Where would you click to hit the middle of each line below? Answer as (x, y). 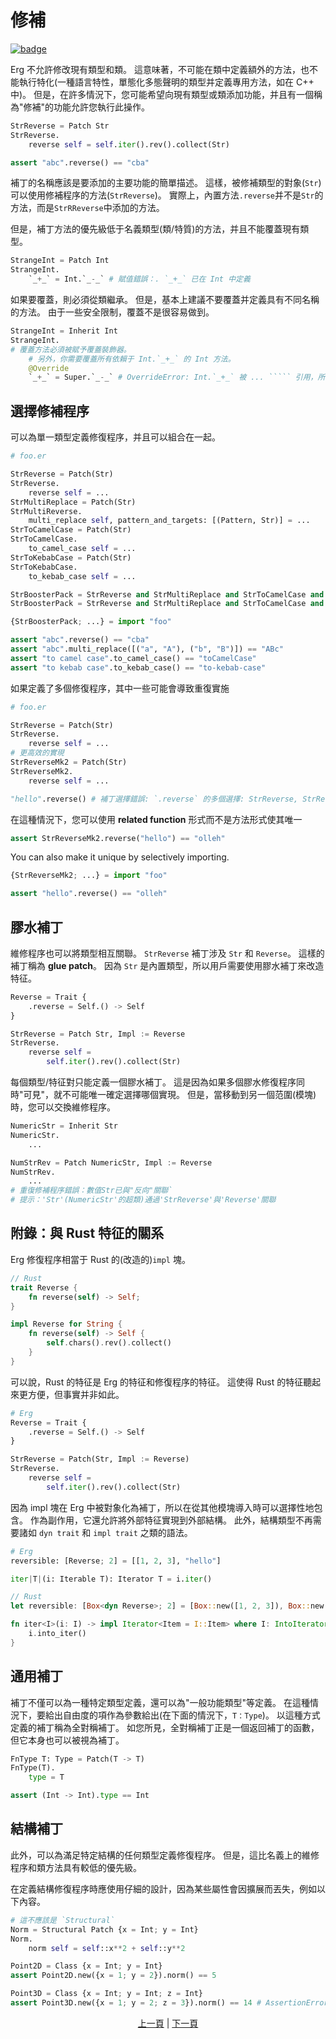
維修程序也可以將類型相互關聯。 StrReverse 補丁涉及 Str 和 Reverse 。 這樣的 (167, 953)
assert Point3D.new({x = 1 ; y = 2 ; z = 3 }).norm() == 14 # (136, 2003)
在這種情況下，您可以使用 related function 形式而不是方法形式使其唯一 (156, 819)
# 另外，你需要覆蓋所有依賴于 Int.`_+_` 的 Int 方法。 (132, 359)
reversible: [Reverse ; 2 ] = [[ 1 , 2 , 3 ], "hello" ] (116, 1561)
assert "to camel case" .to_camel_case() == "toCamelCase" (133, 658)
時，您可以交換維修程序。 (63, 1107)
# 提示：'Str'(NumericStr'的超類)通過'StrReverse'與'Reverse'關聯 (143, 1200)
